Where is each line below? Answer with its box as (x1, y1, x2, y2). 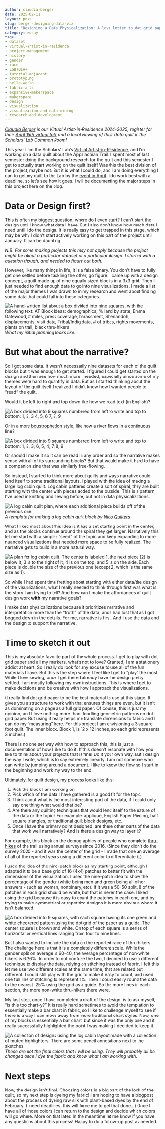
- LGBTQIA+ (5, 67, 27, 72)
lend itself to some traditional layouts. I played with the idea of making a (5, 478, 150, 484)
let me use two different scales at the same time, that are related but (5, 966, 143, 972)
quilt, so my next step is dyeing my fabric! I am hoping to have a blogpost (5, 1092, 153, 1098)
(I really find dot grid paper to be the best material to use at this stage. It (5, 694, 151, 701)
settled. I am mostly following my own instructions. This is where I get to (5, 679, 151, 686)
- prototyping (5, 76, 34, 81)
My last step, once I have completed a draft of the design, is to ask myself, (5, 996, 156, 1002)
